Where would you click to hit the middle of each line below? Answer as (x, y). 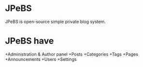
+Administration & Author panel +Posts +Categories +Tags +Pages (71, 54)
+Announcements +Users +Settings (41, 59)
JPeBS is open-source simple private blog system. (55, 22)
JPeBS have (30, 41)
